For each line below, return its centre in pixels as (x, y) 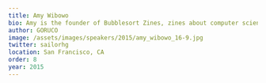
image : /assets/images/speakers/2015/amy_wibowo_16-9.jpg (106, 38)
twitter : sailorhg (38, 45)
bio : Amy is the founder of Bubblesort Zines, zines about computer (123, 23)
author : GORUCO (33, 30)
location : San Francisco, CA (56, 52)
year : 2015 (26, 67)
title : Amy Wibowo (38, 15)
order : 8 (23, 60)
